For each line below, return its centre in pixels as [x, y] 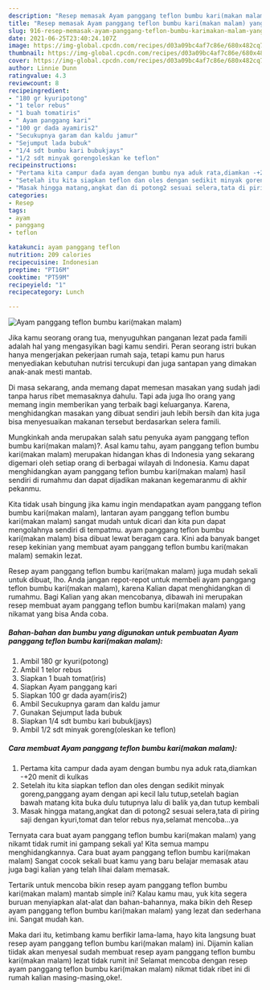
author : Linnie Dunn [43, 68]
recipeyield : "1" [37, 285]
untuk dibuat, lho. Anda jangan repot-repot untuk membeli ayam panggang [132, 580]
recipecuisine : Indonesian [53, 262]
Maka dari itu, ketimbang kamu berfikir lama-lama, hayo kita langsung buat [132, 935]
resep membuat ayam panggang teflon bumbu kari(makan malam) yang [127, 605]
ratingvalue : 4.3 [37, 76]
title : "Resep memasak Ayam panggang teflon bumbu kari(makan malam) [127, 23]
